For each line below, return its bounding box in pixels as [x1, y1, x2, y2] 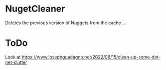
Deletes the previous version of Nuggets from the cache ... [5, 20, 126, 26]
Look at [5, 54, 21, 60]
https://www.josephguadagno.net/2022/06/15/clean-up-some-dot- [22, 54, 161, 60]
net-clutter [5, 59, 28, 65]
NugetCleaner [5, 3, 65, 15]
